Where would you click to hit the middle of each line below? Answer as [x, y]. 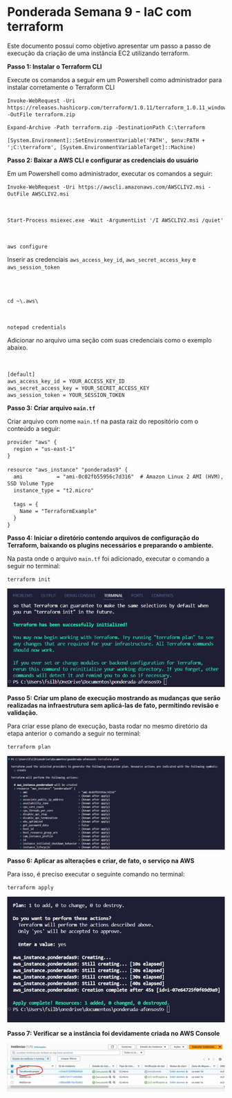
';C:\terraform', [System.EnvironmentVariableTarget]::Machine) [101, 147]
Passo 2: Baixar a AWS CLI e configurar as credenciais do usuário [103, 160]
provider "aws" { [32, 442]
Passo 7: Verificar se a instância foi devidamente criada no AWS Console [114, 1033]
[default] [21, 374]
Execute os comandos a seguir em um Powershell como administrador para [115, 79]
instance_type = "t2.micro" [54, 490]
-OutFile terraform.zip [41, 115]
